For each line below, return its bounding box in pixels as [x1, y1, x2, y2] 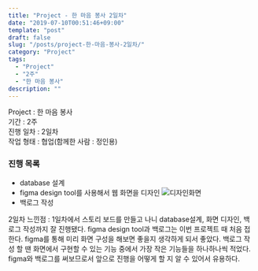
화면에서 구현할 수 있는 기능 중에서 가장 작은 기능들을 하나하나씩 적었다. [32, 243, 252, 253]
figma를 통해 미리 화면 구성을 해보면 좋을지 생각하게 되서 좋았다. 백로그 [24, 234, 242, 243]
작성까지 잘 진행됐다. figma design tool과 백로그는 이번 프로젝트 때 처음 [22, 224, 242, 233]
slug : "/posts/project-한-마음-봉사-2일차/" [8, 41, 146, 49]
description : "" [8, 84, 61, 93]
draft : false [8, 33, 51, 42]
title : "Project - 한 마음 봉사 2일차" [8, 11, 127, 20]
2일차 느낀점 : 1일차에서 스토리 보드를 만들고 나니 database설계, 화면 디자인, [8, 214, 242, 224]
